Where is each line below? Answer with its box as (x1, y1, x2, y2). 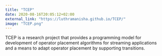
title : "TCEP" (5, 7, 35, 12)
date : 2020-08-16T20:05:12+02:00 (5, 12, 75, 17)
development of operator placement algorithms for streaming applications (5, 40, 157, 46)
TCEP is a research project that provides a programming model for (5, 35, 142, 41)
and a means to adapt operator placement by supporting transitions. (5, 45, 146, 51)
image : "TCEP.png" (5, 21, 43, 26)
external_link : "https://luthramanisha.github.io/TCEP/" (5, 16, 126, 21)
